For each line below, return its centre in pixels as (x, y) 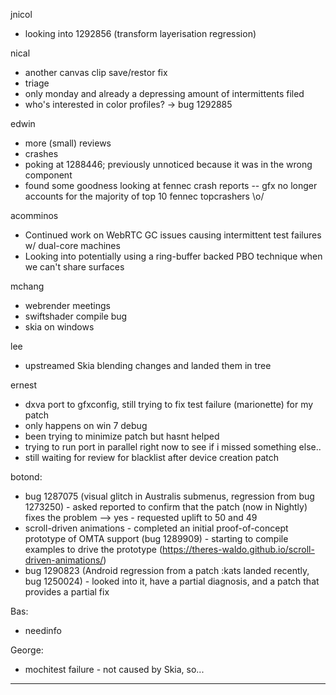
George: (27, 650)
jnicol (21, 14)
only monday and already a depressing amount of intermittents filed (164, 93)
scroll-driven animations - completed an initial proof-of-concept (156, 528)
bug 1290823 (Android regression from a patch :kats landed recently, (167, 570)
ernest (24, 385)
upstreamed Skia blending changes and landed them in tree (148, 365)
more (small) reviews (68, 143)
